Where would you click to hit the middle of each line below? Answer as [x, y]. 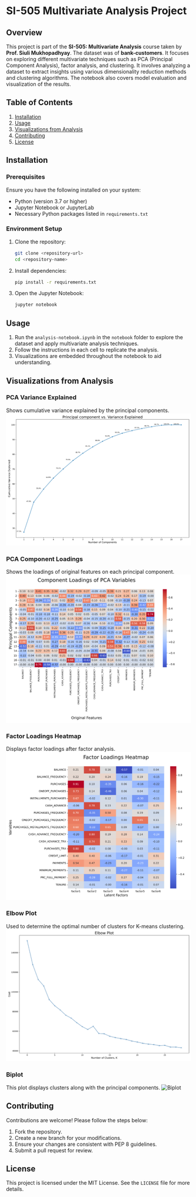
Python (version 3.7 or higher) [51, 201]
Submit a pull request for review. [54, 1150]
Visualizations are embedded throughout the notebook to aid [88, 356]
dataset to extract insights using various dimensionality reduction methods [96, 71]
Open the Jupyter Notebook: [49, 293]
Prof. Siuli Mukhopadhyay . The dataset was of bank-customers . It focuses [98, 53]
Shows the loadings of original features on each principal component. [90, 571]
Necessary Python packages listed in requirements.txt [81, 213]
